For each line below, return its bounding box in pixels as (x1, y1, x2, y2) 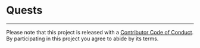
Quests (6, 4, 43, 17)
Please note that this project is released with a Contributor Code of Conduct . (6, 28, 194, 36)
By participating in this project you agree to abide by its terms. (6, 35, 159, 42)
